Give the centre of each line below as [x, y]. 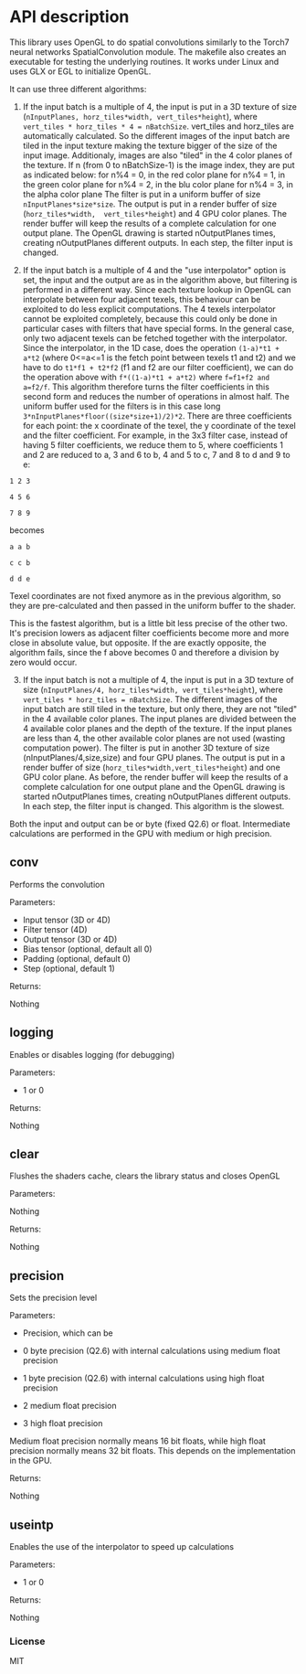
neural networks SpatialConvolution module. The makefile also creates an [148, 51]
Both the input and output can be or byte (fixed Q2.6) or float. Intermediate [150, 824]
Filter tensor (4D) [55, 929]
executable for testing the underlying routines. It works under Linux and [144, 61]
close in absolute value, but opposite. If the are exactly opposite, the [138, 643]
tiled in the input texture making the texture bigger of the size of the [150, 145]
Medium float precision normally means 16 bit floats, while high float [138, 1441]
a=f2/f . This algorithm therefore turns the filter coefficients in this [146, 387]
